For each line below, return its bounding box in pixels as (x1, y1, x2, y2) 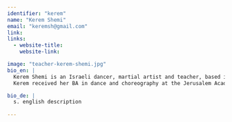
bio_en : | (7, 66, 36, 74)
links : (7, 36, 26, 42)
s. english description (13, 99, 81, 106)
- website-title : (13, 42, 64, 49)
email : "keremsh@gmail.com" (7, 23, 88, 29)
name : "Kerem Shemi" (7, 16, 67, 23)
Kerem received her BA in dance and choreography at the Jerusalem (13, 80, 212, 86)
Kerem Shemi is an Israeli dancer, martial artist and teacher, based (13, 73, 221, 80)
